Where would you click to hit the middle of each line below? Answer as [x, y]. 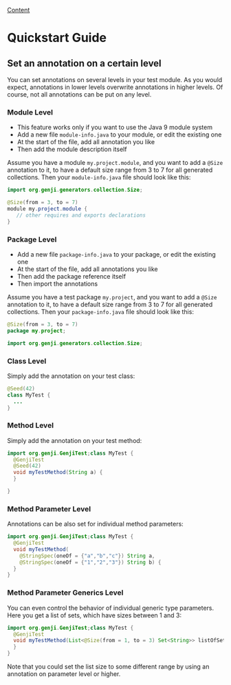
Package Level [32, 239]
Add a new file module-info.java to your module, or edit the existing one [119, 135]
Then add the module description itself [72, 149]
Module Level [30, 112]
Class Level [27, 361]
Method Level [30, 426]
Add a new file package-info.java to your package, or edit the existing [117, 254]
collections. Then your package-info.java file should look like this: [101, 311]
